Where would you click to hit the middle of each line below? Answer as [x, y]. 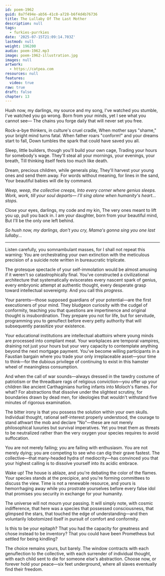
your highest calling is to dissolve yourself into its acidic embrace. [72, 463]
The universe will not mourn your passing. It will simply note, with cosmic [79, 503]
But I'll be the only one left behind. [40, 221]
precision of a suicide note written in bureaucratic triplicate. [66, 260]
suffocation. [17, 438]
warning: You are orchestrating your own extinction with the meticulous [77, 255]
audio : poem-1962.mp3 [27, 51]
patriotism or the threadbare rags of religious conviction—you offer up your [81, 382]
